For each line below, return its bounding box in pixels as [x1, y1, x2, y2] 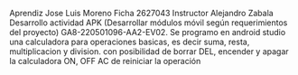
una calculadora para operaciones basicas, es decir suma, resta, [9, 36, 250, 47]
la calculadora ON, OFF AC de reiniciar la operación [9, 56, 201, 66]
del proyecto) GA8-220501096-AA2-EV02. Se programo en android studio [9, 27, 286, 37]
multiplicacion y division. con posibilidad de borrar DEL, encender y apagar [9, 46, 289, 57]
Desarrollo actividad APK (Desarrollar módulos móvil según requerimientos [9, 17, 288, 28]
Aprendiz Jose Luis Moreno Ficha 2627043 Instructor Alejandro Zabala [9, 8, 274, 18]
